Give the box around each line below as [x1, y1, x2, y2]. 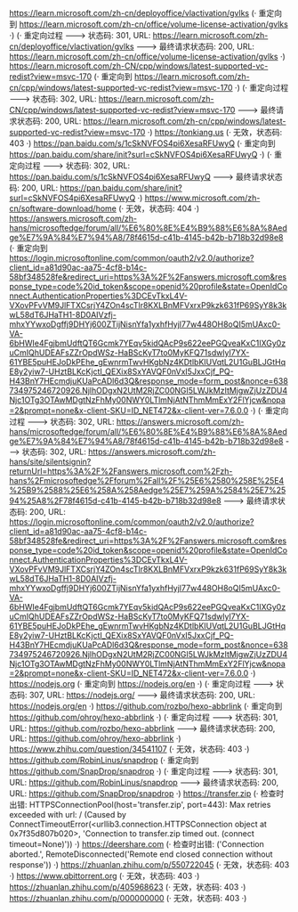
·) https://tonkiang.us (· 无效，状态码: [147, 127, 283, 137]
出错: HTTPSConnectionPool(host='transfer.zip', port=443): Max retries [9, 800, 271, 810]
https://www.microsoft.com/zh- [144, 192, 261, 203]
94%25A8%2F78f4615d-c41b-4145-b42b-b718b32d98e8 [9, 495, 221, 506]
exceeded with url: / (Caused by [9, 810, 127, 819]
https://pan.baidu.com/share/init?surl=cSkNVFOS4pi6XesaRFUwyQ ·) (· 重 [9, 150, 283, 159]
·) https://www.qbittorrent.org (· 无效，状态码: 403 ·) [9, 871, 200, 881]
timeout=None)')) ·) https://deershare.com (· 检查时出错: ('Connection [9, 839, 265, 849]
